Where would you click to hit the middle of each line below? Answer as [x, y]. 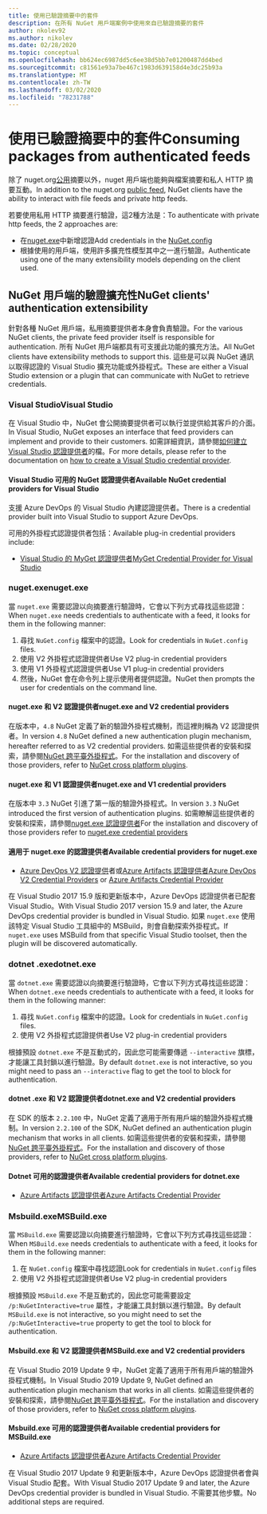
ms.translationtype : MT [48, 75]
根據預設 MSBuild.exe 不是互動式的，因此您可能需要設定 [100, 1295]
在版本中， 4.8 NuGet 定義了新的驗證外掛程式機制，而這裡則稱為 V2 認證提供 [134, 726]
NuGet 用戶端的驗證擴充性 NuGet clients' [109, 295]
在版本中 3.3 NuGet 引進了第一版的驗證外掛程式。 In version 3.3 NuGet [124, 803]
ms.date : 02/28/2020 [43, 45]
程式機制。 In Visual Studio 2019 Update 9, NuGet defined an [114, 1380]
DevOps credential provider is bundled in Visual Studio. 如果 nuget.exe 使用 [132, 916]
